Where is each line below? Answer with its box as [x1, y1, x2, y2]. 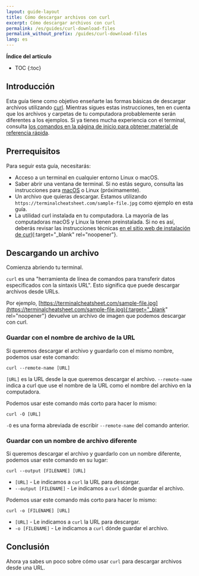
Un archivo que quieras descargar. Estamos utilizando [14, 193, 147, 200]
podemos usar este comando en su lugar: [6, 457, 108, 464]
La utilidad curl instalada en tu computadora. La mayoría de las [14, 212, 169, 219]
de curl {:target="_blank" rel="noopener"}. [14, 231, 118, 238]
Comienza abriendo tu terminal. [6, 264, 83, 271]
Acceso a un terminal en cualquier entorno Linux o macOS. [14, 174, 159, 181]
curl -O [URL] [6, 411, 42, 417]
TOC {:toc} [14, 64, 42, 72]
